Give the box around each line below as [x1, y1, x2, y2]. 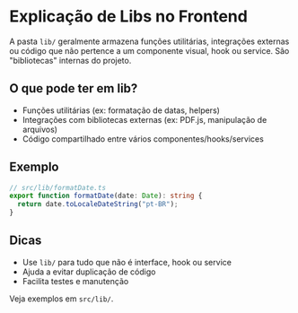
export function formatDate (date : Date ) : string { [9, 191, 203, 201]
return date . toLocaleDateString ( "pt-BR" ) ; [17, 200, 179, 209]
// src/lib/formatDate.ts [9, 183, 106, 192]
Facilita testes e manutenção [22, 275, 129, 286]
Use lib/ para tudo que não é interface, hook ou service [22, 256, 232, 267]
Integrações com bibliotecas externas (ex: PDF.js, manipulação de [22, 114, 267, 125]
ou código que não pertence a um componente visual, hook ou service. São [9, 45, 290, 56]
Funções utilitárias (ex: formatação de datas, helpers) [22, 105, 220, 116]
